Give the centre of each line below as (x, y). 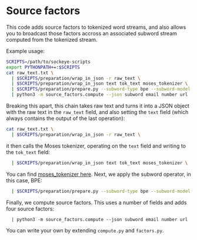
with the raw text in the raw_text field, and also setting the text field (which (97, 112)
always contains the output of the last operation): (66, 118)
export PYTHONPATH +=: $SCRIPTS (43, 67)
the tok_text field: (28, 152)
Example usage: (26, 51)
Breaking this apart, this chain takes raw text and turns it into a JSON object (98, 106)
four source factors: (30, 209)
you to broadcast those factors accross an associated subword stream (92, 33)
